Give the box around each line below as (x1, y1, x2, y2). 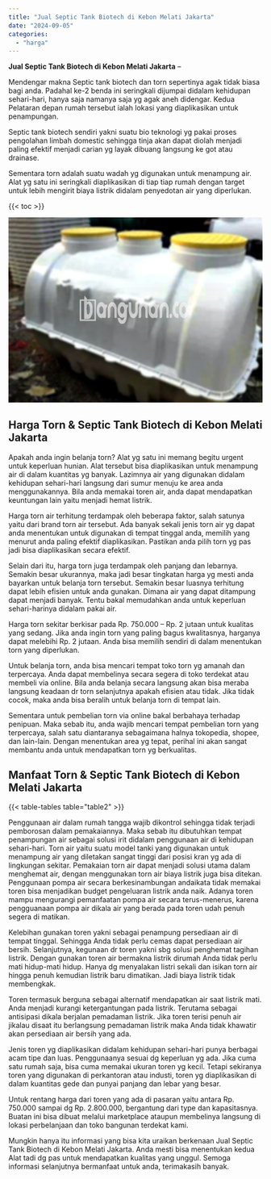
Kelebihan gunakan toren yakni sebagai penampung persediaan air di (8, 928, 239, 938)
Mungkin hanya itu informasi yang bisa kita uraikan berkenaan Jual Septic (8, 1136, 254, 1146)
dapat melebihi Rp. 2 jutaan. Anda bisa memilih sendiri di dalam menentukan (8, 636, 262, 646)
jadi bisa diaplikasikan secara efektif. (8, 545, 131, 554)
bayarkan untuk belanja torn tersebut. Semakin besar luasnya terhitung (8, 578, 244, 587)
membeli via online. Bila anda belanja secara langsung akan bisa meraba (8, 678, 249, 688)
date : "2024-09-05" (8, 21, 74, 30)
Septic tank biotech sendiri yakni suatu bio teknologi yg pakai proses (8, 128, 237, 137)
